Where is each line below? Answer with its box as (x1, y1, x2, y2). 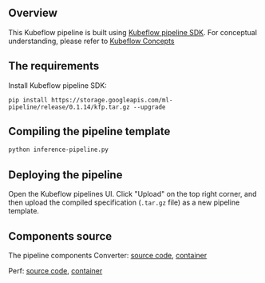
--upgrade (132, 103, 166, 111)
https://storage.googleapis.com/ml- (50, 96, 173, 104)
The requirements (8, 59, 100, 73)
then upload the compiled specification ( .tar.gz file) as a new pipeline (8, 197, 240, 207)
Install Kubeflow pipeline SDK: (8, 80, 108, 90)
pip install (8, 96, 48, 104)
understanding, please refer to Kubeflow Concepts (8, 36, 175, 46)
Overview (8, 6, 58, 20)
